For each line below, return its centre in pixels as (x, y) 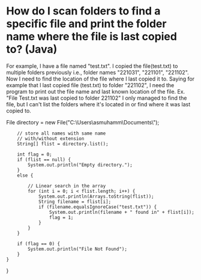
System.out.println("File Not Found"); (78, 249)
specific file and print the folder (86, 24)
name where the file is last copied (91, 37)
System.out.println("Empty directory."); (80, 165)
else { (25, 175)
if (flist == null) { (44, 160)
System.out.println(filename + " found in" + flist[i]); (122, 212)
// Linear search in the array (67, 186)
